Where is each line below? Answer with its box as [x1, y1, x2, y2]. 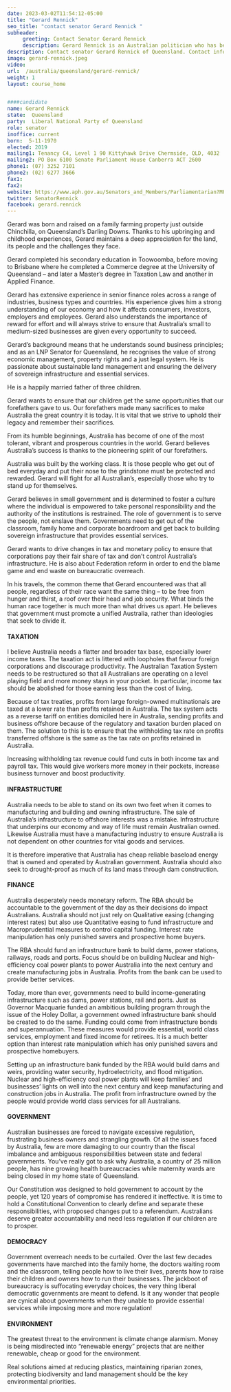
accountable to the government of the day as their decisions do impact [7, 903, 208, 912]
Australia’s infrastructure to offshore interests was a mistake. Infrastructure [7, 815, 219, 823]
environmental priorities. [7, 1378, 76, 1386]
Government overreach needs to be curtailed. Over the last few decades [7, 1253, 212, 1261]
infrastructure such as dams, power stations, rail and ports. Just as [7, 996, 197, 1004]
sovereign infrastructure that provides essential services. [7, 531, 168, 540]
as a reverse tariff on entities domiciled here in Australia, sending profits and [7, 712, 223, 720]
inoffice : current [7, 131, 60, 138]
